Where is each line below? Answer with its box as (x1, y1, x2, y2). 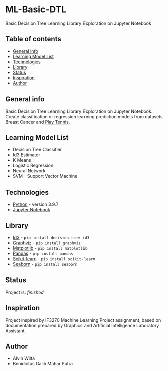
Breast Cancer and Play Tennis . (5, 119, 70, 125)
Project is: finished (5, 289, 44, 295)
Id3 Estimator (12, 152, 40, 158)
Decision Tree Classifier (12, 147, 62, 153)
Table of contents (5, 35, 61, 43)
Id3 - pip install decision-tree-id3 (12, 235, 90, 240)
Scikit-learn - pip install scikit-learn (12, 256, 96, 262)
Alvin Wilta (12, 355, 35, 361)
